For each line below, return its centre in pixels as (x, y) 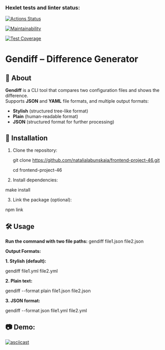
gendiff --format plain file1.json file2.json (48, 291)
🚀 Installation (27, 138)
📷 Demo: (20, 327)
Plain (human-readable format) (45, 116)
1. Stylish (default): (26, 261)
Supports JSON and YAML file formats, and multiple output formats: (77, 101)
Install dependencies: (35, 180)
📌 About (18, 78)
